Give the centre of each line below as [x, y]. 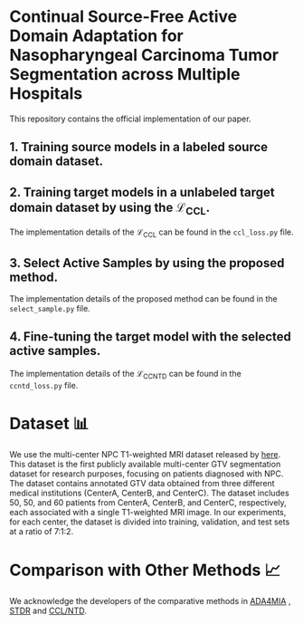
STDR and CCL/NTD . [48, 611]
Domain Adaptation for [96, 36]
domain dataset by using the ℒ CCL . [110, 208]
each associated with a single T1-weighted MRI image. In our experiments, [148, 513]
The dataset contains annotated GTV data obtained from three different [142, 484]
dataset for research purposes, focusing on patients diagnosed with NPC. [147, 474]
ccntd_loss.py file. [44, 385]
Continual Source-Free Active [123, 17]
